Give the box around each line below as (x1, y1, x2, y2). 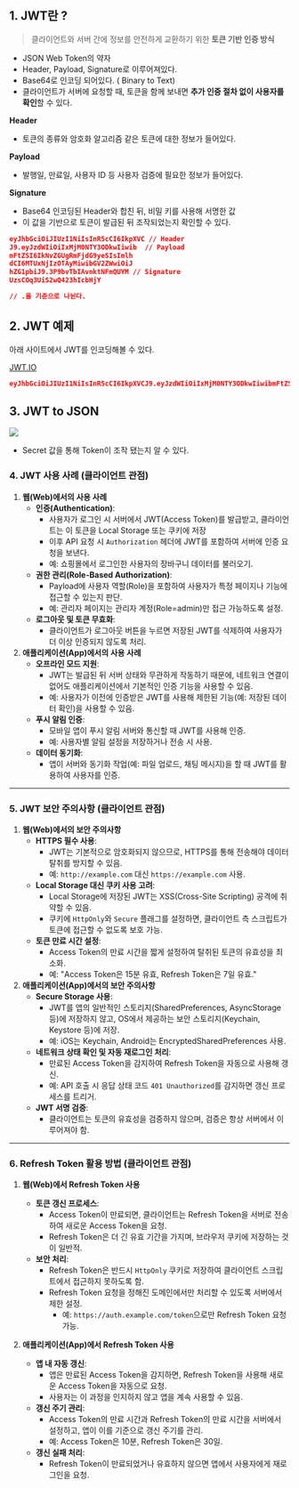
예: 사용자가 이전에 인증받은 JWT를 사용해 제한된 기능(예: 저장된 (48, 691, 271, 702)
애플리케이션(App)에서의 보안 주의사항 (21, 980, 156, 991)
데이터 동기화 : (35, 747, 84, 758)
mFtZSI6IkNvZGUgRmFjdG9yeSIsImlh (9, 251, 133, 260)
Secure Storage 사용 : (35, 991, 113, 1002)
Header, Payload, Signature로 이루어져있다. (21, 63, 178, 74)
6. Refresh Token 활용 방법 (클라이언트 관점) (9, 1157, 192, 1169)
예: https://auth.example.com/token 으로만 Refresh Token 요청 (61, 1309, 287, 1320)
